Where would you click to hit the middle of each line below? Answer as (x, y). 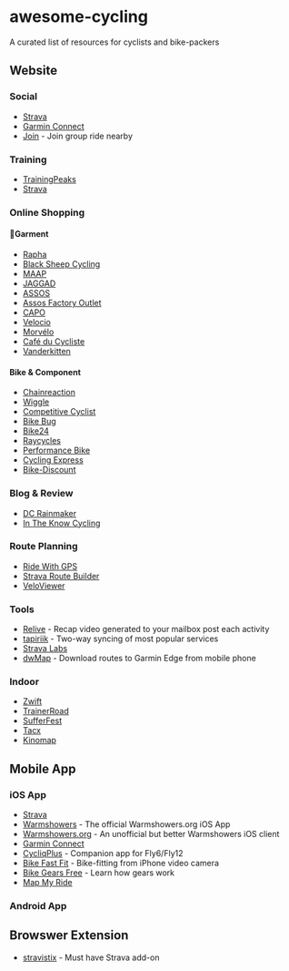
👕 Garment (29, 234)
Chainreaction (49, 393)
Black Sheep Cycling (61, 264)
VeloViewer (44, 586)
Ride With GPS (50, 566)
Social (24, 97)
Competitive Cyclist (59, 412)
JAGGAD (39, 283)
